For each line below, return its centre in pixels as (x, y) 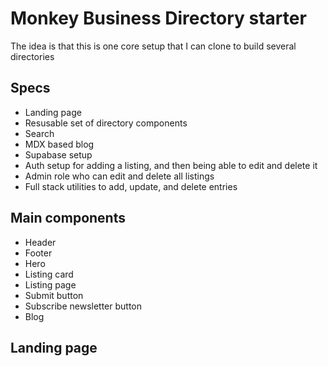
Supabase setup (58, 154)
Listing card (49, 274)
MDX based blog (59, 144)
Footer (38, 253)
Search (39, 133)
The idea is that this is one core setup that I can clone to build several (153, 46)
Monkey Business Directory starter (158, 18)
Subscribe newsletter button (83, 306)
